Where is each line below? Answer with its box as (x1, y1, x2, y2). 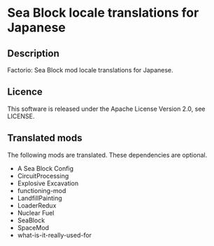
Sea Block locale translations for (7, 5, 199, 21)
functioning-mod (17, 186, 66, 194)
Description (7, 47, 59, 59)
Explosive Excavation (17, 179, 79, 187)
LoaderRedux (17, 201, 57, 210)
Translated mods (7, 132, 83, 144)
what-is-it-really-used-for (17, 231, 92, 239)
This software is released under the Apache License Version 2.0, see (7, 105, 206, 113)
